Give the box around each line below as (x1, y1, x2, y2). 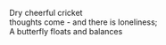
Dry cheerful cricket (9, 8, 83, 18)
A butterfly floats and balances (9, 26, 123, 36)
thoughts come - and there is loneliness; (9, 17, 158, 27)
